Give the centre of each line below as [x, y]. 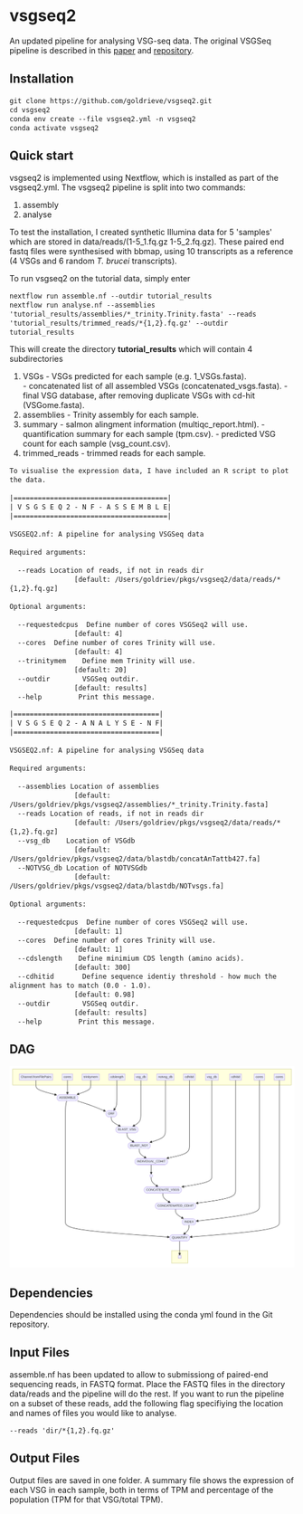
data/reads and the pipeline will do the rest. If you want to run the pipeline [147, 1394]
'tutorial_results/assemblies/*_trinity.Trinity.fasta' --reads [133, 314]
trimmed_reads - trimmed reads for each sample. [114, 452]
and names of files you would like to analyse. [93, 1413]
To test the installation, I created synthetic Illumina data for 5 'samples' [141, 232]
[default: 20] [100, 670]
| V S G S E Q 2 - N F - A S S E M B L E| [90, 507]
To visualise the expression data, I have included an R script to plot [149, 471]
